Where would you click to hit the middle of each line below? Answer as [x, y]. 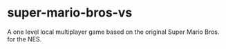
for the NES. [25, 39]
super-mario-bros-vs [70, 13]
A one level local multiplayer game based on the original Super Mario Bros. [113, 32]
